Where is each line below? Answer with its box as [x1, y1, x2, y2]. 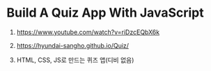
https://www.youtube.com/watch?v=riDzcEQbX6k [16, 28, 160, 36]
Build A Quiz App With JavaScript [6, 5, 204, 21]
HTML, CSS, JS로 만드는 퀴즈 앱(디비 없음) [16, 56, 134, 64]
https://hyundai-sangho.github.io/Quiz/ [16, 41, 130, 49]
